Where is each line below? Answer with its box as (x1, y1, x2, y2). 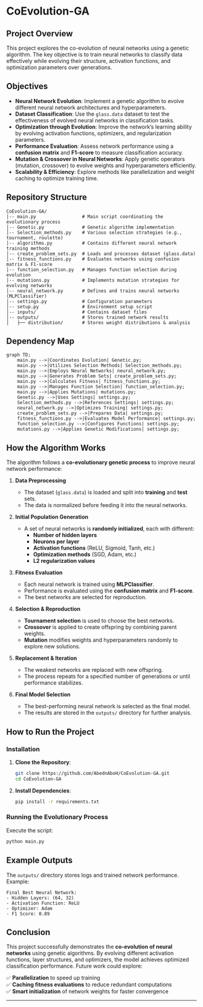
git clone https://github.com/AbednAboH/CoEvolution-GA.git (14, 770, 170, 776)
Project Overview (6, 28, 73, 39)
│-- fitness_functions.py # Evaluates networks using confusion (6, 256, 180, 262)
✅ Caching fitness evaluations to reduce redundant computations (6, 981, 172, 988)
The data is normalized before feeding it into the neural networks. (24, 502, 187, 509)
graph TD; (6, 352, 31, 358)
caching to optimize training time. (14, 174, 98, 182)
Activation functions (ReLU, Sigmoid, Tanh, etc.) (33, 544, 155, 552)
